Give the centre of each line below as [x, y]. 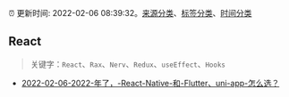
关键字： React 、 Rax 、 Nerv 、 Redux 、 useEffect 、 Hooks [127, 64]
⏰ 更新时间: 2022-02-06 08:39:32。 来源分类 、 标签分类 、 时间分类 [130, 13]
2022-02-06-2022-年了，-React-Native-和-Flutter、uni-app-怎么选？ [150, 83]
